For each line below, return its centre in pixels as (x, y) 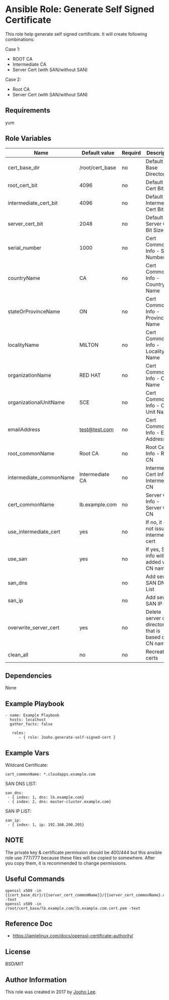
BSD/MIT (15, 964)
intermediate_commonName (41, 477)
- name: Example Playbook (32, 715)
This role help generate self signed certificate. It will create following (76, 34)
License (18, 952)
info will (155, 555)
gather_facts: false (31, 724)
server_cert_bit (26, 224)
